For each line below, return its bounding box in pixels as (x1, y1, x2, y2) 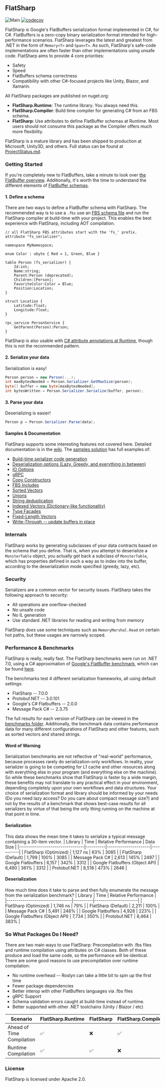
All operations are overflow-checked (12, 601, 86, 608)
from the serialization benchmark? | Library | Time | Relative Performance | (5, 892, 156, 898)
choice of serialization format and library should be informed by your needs (5, 790, 158, 796)
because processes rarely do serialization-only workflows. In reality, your (5, 759, 154, 765)
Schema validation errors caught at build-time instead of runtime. (12, 999, 145, 1005)
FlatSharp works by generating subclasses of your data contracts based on (5, 542, 158, 548)
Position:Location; (14, 286, 54, 291)
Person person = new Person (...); (5, 374, 76, 380)
